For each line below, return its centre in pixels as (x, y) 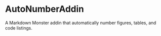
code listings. (19, 28)
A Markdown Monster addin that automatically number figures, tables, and (81, 23)
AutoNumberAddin (45, 9)
